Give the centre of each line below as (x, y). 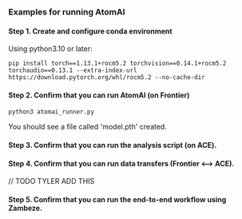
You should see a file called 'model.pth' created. (88, 127)
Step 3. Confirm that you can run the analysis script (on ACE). (113, 145)
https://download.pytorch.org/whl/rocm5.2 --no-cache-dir (107, 78)
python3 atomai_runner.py (51, 112)
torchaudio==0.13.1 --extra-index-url (73, 70)
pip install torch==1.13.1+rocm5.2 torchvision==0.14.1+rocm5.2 (117, 64)
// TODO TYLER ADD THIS (52, 181)
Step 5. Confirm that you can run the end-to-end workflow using (117, 199)
